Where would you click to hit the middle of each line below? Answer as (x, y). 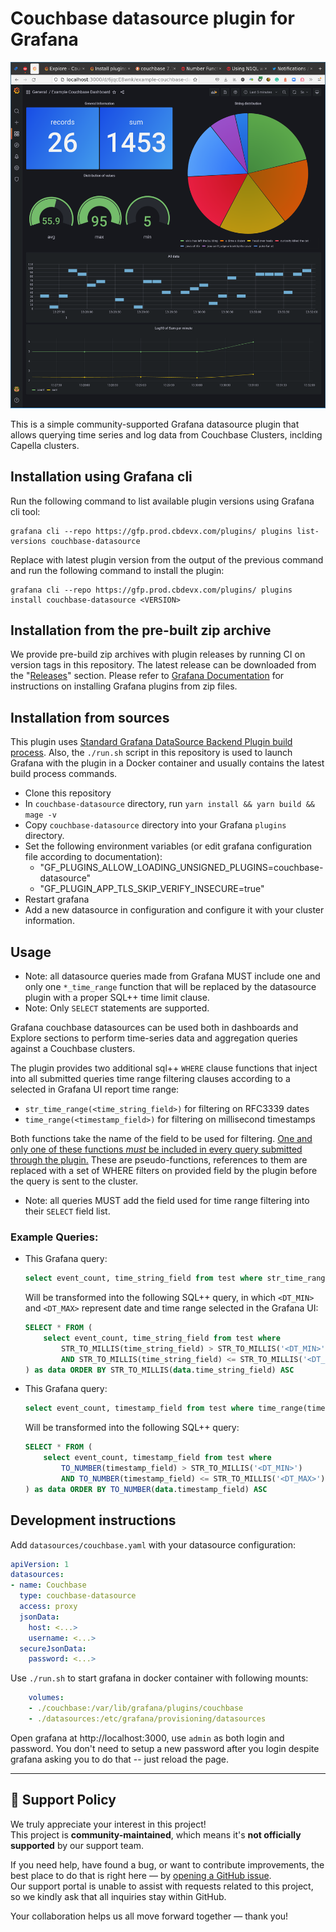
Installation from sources (90, 717)
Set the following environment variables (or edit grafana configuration (168, 846)
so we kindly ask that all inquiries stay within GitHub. (118, 1896)
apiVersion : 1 (40, 1564)
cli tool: (25, 511)
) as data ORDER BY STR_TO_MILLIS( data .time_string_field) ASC (159, 1370)
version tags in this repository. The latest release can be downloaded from (163, 665)
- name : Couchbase (48, 1585)
